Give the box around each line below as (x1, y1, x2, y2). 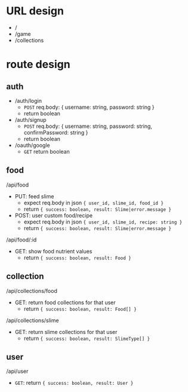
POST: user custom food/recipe (14, 212, 93, 219)
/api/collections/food (6, 287, 58, 294)
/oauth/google (14, 142, 50, 149)
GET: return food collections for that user (14, 299, 116, 306)
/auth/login (14, 97, 42, 104)
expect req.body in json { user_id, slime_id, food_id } (23, 199, 164, 206)
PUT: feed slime (14, 192, 54, 200)
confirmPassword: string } (23, 128, 88, 136)
